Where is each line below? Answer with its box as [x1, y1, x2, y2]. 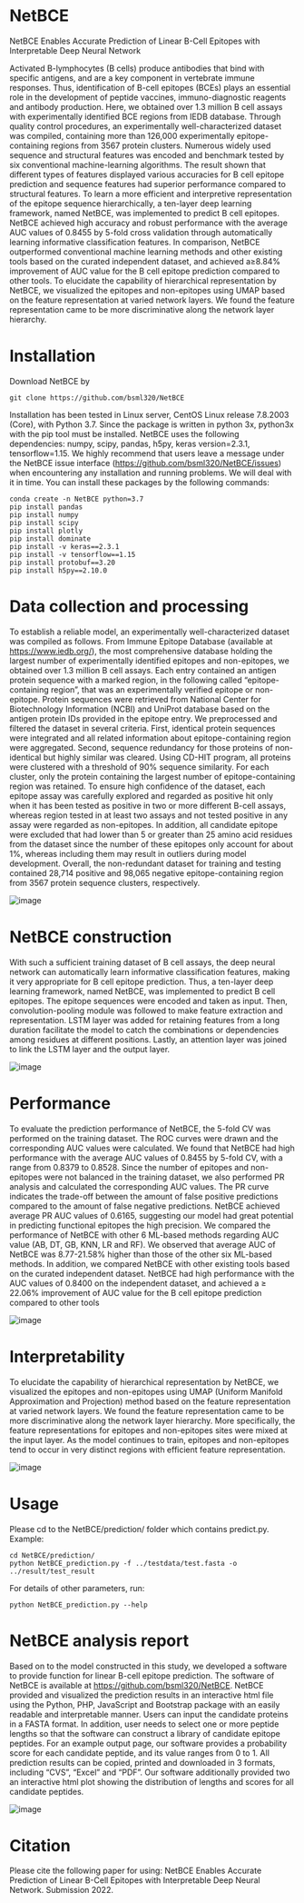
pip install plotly [9, 526, 83, 535]
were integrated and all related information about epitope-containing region [9, 732, 292, 743]
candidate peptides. [9, 1786, 84, 1797]
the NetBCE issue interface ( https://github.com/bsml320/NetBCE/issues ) [9, 457, 282, 468]
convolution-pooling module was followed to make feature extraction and [9, 1005, 283, 1016]
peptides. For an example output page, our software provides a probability [9, 1738, 288, 1749]
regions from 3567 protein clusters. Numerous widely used [51, 140, 271, 151]
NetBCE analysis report [9, 1630, 189, 1650]
